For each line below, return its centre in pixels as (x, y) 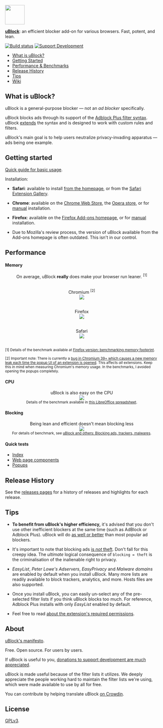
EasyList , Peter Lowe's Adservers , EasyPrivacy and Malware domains (82, 569)
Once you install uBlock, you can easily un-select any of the (72, 594)
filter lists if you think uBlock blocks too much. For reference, (92, 599)
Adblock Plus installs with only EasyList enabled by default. (72, 604)
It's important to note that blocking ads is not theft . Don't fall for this (80, 549)
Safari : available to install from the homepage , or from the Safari (77, 188)
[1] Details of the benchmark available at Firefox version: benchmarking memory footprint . (80, 350)
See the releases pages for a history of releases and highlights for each (77, 492)
